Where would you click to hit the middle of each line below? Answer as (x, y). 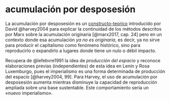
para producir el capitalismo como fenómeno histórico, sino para (73, 45)
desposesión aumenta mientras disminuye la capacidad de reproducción (81, 82)
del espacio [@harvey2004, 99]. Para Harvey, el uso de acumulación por (81, 77)
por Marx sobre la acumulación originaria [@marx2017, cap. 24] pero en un (84, 34)
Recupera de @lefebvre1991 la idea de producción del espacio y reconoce (83, 60)
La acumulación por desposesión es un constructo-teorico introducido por (83, 23)
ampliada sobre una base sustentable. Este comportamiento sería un (77, 87)
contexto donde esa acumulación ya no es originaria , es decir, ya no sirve (82, 40)
